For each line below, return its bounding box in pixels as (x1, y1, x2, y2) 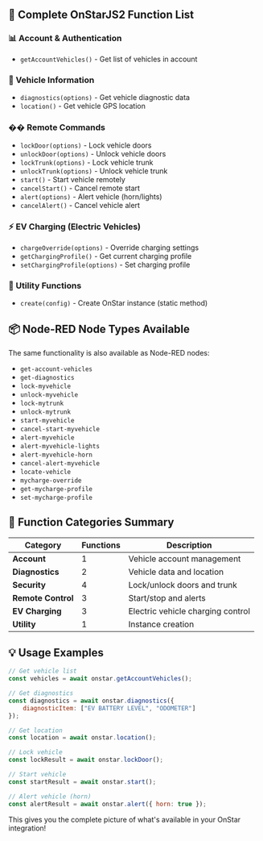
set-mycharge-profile (19, 493, 92, 502)
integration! (8, 823, 47, 833)
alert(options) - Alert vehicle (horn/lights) (19, 192, 162, 202)
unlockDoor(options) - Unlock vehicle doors (19, 149, 166, 159)
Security (12, 579, 47, 590)
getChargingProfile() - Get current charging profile (19, 251, 192, 260)
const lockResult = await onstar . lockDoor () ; (8, 756, 163, 764)
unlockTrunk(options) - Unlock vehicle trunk (19, 166, 168, 176)
